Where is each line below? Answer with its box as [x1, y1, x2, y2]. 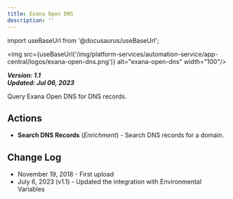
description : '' [7, 17, 55, 24]
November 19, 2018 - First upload [17, 170, 114, 179]
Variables [17, 185, 45, 193]
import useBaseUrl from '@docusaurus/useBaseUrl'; [7, 36, 159, 44]
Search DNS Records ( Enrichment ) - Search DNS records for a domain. [17, 131, 225, 139]
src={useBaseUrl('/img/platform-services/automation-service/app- [23, 50, 218, 58]
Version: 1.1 [7, 71, 41, 79]
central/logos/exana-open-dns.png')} [7, 57, 116, 65]
